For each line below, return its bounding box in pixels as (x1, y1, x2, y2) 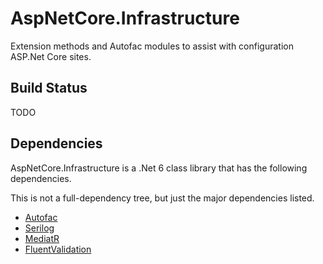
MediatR (24, 232, 60, 244)
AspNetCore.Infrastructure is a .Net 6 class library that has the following (10, 162, 308, 174)
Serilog (24, 222, 55, 234)
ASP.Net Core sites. (10, 50, 92, 62)
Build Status (10, 80, 88, 97)
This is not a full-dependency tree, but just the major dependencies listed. (10, 192, 315, 204)
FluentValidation (24, 243, 92, 255)
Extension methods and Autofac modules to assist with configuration (10, 40, 294, 52)
